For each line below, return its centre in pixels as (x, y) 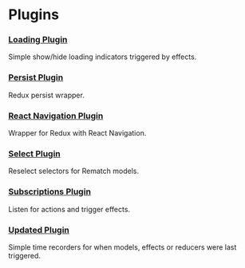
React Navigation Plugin (56, 116)
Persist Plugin (36, 77)
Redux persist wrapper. (47, 95)
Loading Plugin (38, 40)
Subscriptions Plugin (50, 191)
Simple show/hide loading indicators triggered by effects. (103, 57)
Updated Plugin (39, 230)
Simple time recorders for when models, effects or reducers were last (122, 247)
